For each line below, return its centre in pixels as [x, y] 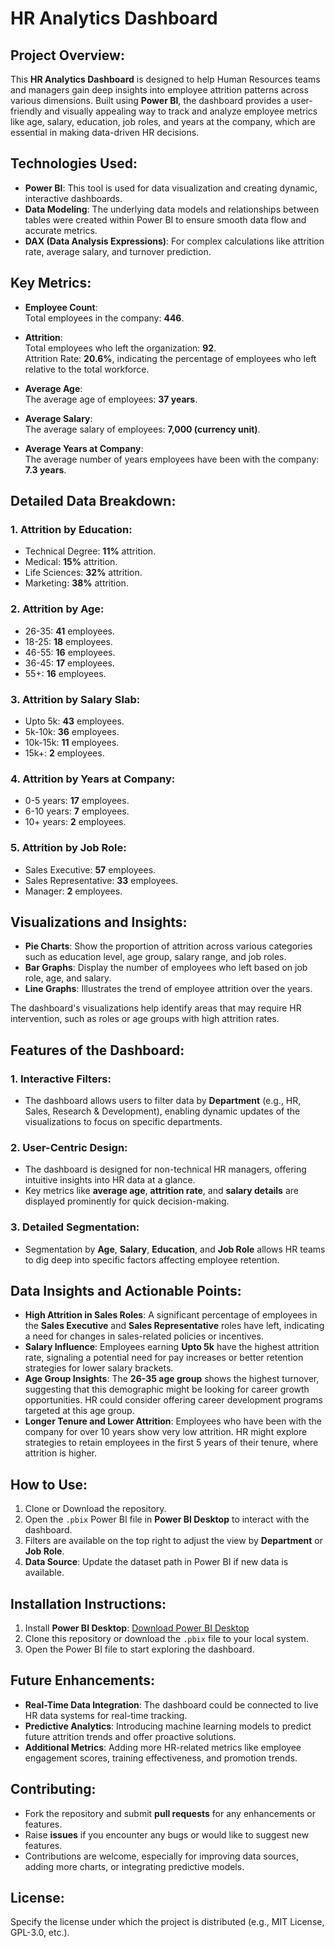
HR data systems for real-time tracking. [106, 1715]
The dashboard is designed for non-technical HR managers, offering [165, 1169]
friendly [26, 111]
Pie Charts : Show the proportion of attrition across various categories [168, 946]
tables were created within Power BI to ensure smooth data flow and [165, 219]
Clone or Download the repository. [95, 1509]
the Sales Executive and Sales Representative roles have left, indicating [174, 1326]
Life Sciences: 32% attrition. [83, 573]
